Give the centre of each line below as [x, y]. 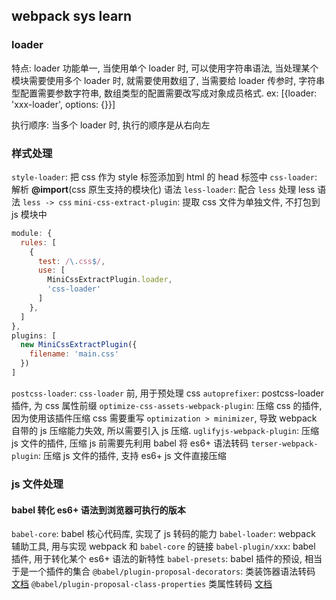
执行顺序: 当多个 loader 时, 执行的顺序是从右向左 [111, 125]
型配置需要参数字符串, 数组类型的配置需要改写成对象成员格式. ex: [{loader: [164, 93]
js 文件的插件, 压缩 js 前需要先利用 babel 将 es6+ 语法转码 [130, 443]
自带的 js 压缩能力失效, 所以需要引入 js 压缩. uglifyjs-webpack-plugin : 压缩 [165, 430]
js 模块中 [29, 214]
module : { [32, 233]
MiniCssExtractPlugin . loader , [110, 280]
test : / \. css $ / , [71, 261]
